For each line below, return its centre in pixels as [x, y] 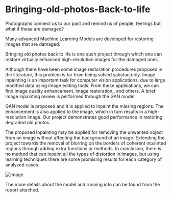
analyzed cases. [22, 164]
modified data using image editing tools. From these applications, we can [82, 86]
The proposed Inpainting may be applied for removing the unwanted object [84, 132]
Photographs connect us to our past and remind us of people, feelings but [83, 23]
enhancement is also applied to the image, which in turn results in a [76, 111]
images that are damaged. [33, 44]
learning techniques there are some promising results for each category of [84, 159]
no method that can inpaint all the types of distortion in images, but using [82, 154]
